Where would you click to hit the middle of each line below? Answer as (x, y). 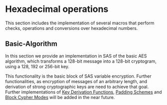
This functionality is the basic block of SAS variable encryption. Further (78, 76)
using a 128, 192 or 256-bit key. (37, 66)
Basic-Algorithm (31, 44)
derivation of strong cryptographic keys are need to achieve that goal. (77, 87)
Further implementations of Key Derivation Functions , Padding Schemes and (83, 92)
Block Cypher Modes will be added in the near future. (60, 97)
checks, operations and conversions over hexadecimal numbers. (72, 28)
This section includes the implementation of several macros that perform (80, 23)
